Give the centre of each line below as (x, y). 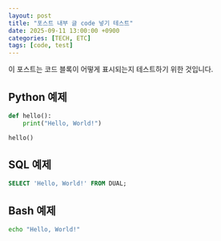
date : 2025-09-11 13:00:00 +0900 (64, 30)
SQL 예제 (30, 165)
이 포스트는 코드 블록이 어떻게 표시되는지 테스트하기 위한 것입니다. (111, 70)
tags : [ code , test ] (41, 46)
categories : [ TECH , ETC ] (50, 38)
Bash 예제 (32, 210)
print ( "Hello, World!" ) (62, 123)
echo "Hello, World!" (44, 230)
